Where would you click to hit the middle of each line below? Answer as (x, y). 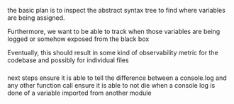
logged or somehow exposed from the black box (78, 39)
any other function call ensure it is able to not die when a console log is (111, 85)
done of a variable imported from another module (79, 93)
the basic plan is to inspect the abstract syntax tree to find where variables (116, 10)
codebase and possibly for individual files (68, 60)
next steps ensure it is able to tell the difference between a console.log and (117, 78)
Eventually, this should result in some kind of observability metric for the (113, 53)
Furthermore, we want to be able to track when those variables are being (114, 31)
